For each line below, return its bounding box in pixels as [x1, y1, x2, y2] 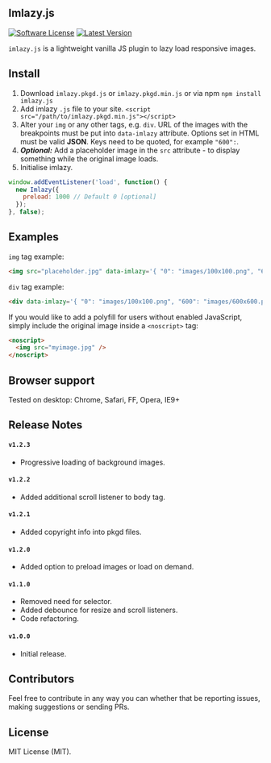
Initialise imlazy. [19, 162, 73, 172]
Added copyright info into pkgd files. [19, 527, 142, 536]
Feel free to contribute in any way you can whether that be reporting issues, [8, 694, 261, 703]
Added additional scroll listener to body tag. [19, 492, 165, 502]
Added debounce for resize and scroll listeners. [19, 605, 178, 615]
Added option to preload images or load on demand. [19, 562, 194, 572]
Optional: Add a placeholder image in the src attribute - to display [19, 145, 240, 155]
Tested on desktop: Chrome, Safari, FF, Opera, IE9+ [8, 395, 180, 404]
